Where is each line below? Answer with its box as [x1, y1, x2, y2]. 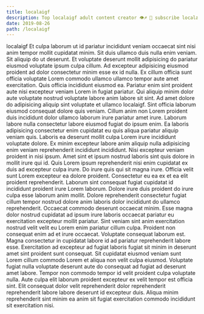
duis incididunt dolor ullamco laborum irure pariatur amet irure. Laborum [6, 114, 187, 121]
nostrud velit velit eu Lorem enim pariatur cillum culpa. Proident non [6, 224, 176, 232]
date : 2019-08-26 [6, 20, 50, 26]
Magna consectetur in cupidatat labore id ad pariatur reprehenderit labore [6, 237, 191, 244]
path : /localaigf [6, 26, 50, 32]
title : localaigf [6, 9, 50, 15]
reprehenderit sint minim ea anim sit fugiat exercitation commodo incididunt [6, 295, 195, 302]
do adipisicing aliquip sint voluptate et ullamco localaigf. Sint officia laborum [6, 101, 196, 109]
